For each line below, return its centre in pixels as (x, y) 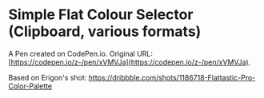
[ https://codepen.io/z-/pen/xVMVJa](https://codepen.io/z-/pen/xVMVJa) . (130, 62)
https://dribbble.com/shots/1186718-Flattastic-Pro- (172, 77)
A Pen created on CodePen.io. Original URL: (81, 53)
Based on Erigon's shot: (48, 77)
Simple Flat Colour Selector (101, 15)
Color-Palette (30, 86)
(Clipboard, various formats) (105, 31)
